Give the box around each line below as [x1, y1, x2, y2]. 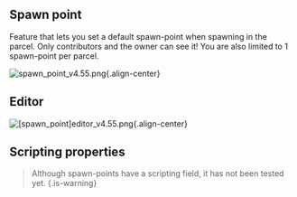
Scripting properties [9, 145, 125, 160]
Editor [9, 94, 44, 109]
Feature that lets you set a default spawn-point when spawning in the [9, 31, 268, 42]
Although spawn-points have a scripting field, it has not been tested [31, 168, 284, 179]
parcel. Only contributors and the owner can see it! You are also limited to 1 [9, 41, 289, 52]
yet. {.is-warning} [31, 178, 97, 189]
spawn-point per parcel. [9, 50, 99, 61]
